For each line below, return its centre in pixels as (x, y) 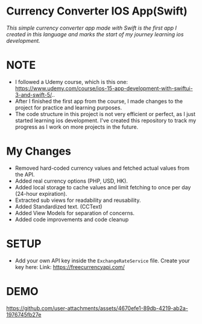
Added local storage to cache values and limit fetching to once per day (103, 187)
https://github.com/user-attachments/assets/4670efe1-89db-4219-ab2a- (97, 308)
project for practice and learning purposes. (68, 108)
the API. (25, 174)
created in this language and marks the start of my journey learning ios (95, 34)
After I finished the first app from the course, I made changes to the (99, 101)
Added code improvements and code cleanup (72, 219)
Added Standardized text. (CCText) (58, 206)
